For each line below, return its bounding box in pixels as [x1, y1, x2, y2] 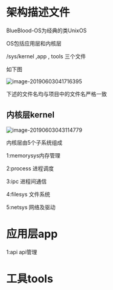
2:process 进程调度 [6, 165, 54, 172]
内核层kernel [6, 110, 55, 120]
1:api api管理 [6, 248, 37, 255]
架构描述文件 [6, 5, 71, 19]
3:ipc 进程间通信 [6, 178, 47, 185]
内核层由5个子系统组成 [6, 139, 63, 146]
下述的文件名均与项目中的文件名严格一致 [6, 90, 107, 97]
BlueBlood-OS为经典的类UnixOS [6, 27, 87, 34]
